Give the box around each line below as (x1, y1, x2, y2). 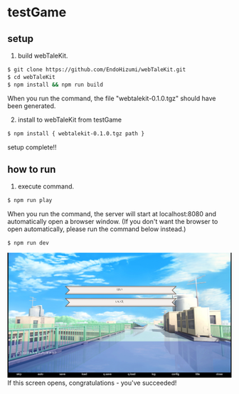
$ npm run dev (7, 240, 50, 247)
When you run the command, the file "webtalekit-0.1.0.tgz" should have (7, 94, 216, 102)
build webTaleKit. (17, 51, 68, 60)
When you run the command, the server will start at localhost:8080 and (7, 210, 217, 218)
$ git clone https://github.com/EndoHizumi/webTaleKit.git (7, 66, 186, 73)
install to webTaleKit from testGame (17, 115, 122, 124)
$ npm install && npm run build (7, 81, 103, 88)
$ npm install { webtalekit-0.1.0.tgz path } (7, 129, 144, 137)
